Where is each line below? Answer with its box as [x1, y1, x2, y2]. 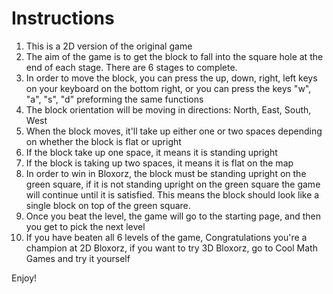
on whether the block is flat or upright [25, 135, 182, 147]
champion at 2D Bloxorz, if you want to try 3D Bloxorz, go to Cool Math [25, 242, 318, 254]
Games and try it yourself [25, 252, 131, 264]
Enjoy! [11, 272, 38, 284]
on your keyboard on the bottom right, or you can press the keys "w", [25, 82, 312, 94]
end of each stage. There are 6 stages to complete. [25, 61, 238, 73]
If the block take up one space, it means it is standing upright [25, 146, 278, 158]
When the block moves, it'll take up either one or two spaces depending [25, 125, 323, 137]
